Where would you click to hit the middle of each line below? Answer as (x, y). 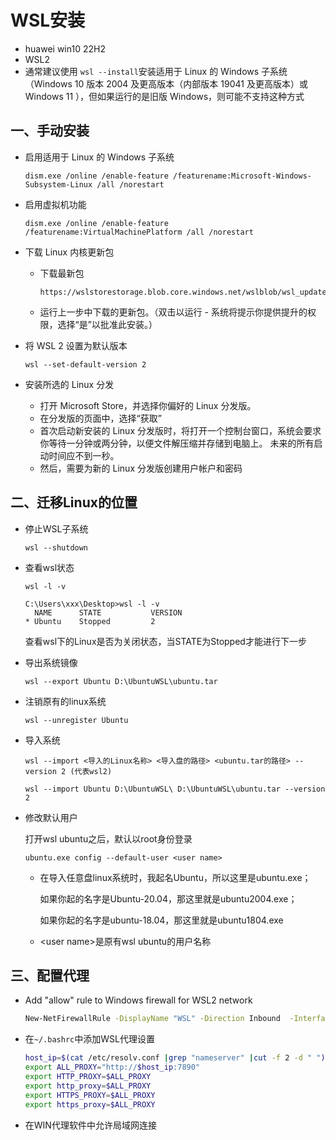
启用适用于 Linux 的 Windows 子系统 (99, 157)
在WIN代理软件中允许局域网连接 (90, 1125)
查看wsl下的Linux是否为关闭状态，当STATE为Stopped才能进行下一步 (165, 641)
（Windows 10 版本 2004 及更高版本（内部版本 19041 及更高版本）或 (166, 83)
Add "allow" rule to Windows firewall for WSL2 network (138, 1000)
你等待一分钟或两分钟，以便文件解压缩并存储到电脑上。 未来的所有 (177, 443)
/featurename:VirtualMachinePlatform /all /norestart (139, 232)
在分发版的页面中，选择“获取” (100, 418)
